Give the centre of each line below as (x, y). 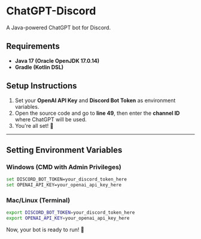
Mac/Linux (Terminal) (38, 200)
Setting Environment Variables (64, 150)
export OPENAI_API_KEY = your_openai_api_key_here (68, 218)
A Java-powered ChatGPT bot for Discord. (59, 27)
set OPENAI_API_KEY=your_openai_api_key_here (64, 185)
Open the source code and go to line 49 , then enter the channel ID (97, 113)
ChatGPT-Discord (51, 11)
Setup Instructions (42, 86)
